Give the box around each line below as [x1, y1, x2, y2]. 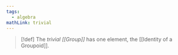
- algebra [11, 14, 36, 20]
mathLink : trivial [6, 20, 52, 25]
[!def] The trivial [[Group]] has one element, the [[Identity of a [20, 36, 173, 43]
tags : [6, 8, 20, 15]
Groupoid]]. [20, 42, 49, 49]
